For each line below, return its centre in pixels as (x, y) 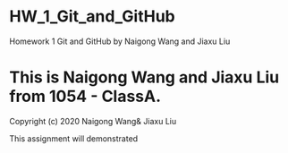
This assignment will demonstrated (74, 138)
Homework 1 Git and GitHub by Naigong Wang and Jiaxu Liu (120, 41)
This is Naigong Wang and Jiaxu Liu (144, 77)
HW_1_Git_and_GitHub (93, 17)
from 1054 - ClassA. (85, 97)
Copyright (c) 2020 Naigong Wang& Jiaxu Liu (93, 121)
